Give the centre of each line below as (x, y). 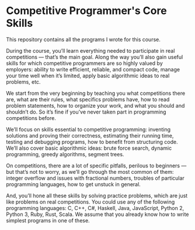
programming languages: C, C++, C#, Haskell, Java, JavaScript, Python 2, (95, 208)
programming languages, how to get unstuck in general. (74, 184)
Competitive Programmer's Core (87, 11)
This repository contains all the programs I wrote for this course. (83, 39)
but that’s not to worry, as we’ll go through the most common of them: (90, 171)
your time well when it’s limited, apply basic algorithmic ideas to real (88, 75)
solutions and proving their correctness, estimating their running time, (90, 135)
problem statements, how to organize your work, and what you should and (95, 105)
